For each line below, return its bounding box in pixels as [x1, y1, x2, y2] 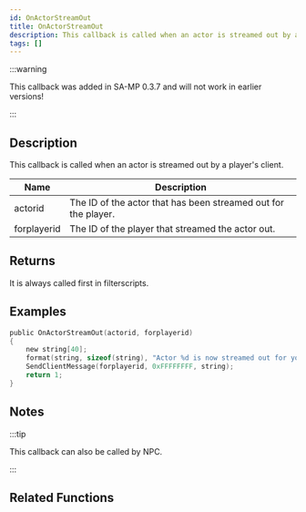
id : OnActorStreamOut [9, 13, 92, 23]
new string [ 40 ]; [25, 345, 88, 354]
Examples [9, 304, 66, 320]
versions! [9, 91, 44, 102]
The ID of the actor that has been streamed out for [69, 197, 285, 210]
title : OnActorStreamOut [9, 22, 104, 31]
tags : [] [9, 38, 43, 48]
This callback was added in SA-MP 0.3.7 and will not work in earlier [9, 81, 262, 92]
